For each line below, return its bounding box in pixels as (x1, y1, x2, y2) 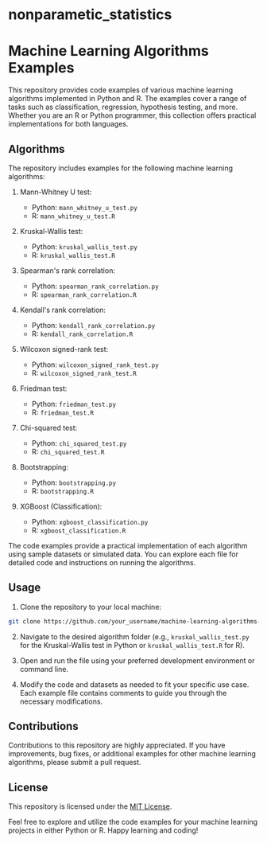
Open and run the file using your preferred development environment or (19, 655, 255, 665)
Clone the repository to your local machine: (19, 602, 161, 611)
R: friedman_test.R (31, 408, 94, 417)
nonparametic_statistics (8, 6, 172, 24)
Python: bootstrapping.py (31, 478, 117, 487)
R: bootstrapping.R (31, 486, 94, 495)
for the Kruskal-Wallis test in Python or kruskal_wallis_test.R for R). (19, 640, 245, 650)
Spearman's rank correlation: (19, 265, 115, 275)
